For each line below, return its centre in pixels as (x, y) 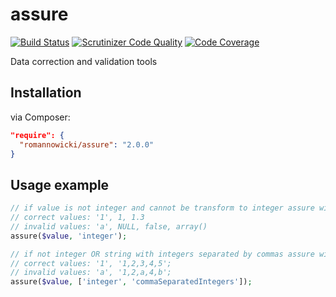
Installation (46, 93)
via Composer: (40, 117)
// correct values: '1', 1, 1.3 (77, 218)
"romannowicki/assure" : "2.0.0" (87, 144)
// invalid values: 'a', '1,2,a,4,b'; (91, 273)
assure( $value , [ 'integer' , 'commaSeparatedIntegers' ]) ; (131, 282)
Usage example (60, 184)
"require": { (37, 135)
